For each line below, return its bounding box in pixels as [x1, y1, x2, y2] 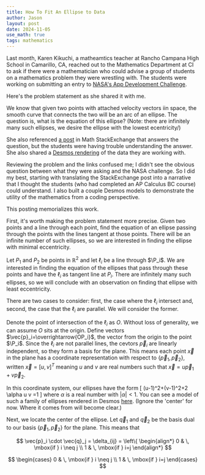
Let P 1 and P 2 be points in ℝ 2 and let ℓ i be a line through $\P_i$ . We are [6, 256, 185, 265]
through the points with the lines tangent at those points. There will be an [6, 230, 191, 237]
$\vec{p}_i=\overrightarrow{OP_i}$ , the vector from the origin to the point [6, 333, 192, 340]
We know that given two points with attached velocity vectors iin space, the [6, 104, 197, 111]
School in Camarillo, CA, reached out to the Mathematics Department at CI [6, 61, 194, 68]
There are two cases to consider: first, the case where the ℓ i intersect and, [6, 297, 194, 306]
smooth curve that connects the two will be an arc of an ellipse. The [6, 111, 177, 118]
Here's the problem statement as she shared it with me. [6, 93, 146, 100]
